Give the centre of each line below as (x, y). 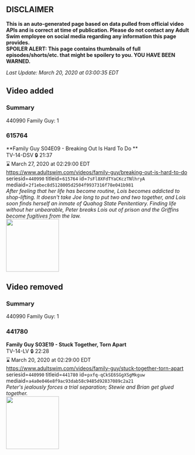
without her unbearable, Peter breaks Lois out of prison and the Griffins (93, 209)
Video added (30, 91)
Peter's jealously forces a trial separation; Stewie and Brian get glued (90, 387)
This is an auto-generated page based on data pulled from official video (95, 23)
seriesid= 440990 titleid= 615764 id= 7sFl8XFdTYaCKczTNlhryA (76, 178)
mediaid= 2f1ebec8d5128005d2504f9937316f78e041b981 (70, 185)
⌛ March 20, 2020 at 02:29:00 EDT (49, 359)
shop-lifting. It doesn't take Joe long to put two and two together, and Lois (96, 197)
